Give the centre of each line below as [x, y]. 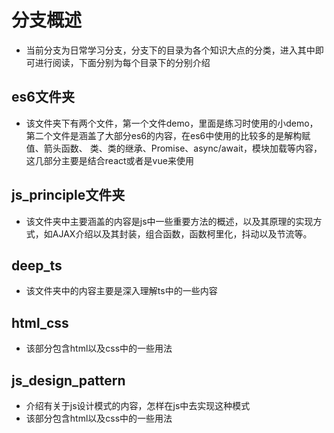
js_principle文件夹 [68, 195]
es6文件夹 [43, 97]
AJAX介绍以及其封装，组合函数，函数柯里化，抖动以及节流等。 [182, 233]
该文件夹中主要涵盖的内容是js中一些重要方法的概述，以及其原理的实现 [169, 221]
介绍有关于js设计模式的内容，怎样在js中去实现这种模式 [138, 405]
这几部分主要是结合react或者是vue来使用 [109, 160]
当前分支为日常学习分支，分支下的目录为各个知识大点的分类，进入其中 [170, 50]
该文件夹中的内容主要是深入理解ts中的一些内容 [121, 291]
